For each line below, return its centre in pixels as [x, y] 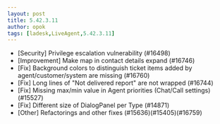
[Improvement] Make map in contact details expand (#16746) [106, 61]
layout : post [26, 14]
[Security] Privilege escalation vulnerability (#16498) [94, 53]
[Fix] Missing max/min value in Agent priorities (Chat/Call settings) [114, 90]
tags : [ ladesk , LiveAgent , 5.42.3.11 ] [61, 33]
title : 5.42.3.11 [33, 20]
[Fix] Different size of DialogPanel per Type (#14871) [93, 105]
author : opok [26, 27]
